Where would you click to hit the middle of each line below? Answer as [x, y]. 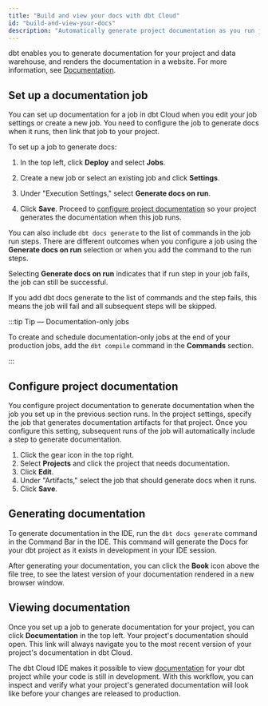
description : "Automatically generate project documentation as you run [132, 30]
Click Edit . [37, 472]
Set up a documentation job [78, 95]
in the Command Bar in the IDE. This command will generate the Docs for [128, 541]
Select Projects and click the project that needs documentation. [125, 463]
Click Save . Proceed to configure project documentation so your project [138, 209]
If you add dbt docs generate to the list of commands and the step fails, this [133, 298]
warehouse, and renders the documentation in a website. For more [118, 61]
